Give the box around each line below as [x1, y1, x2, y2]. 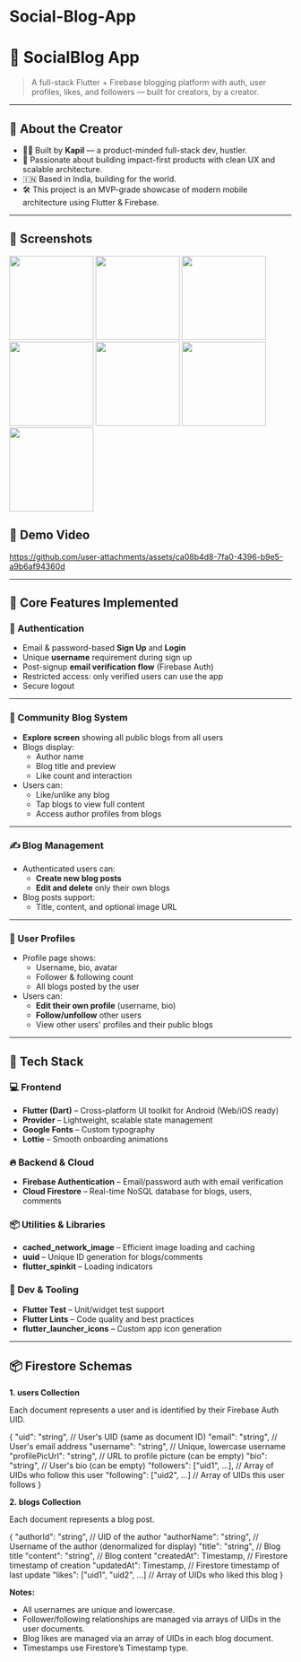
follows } [9, 1479, 42, 1490]
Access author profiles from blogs [35, 808, 162, 818]
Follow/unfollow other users [35, 1010, 142, 1020]
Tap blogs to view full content [35, 799, 145, 809]
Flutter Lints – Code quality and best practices [21, 1313, 194, 1325]
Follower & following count [35, 972, 134, 983]
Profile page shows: [21, 953, 97, 964]
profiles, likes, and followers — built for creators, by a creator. [30, 87, 260, 98]
